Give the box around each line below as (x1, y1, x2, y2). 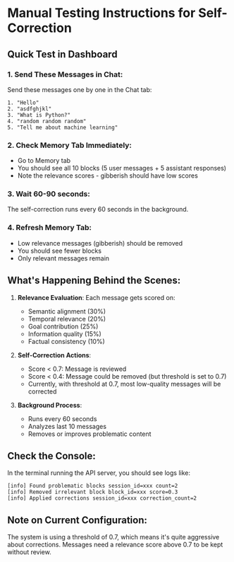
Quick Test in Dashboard (7, 48, 118, 60)
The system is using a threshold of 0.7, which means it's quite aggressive (7, 533, 220, 541)
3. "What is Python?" (7, 111, 71, 118)
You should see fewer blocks (17, 246, 102, 255)
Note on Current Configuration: (7, 514, 148, 526)
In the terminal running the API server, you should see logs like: (7, 469, 190, 477)
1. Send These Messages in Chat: (7, 69, 123, 79)
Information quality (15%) (27, 329, 102, 338)
